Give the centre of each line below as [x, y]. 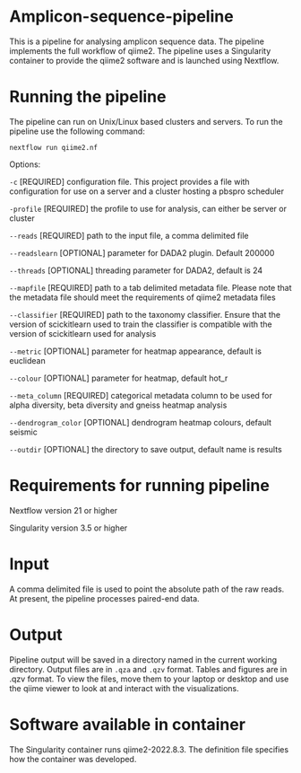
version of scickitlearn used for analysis [83, 333]
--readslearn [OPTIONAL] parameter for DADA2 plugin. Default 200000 [142, 252]
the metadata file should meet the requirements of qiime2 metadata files [142, 297]
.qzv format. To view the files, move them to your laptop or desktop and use [149, 679]
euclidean [28, 360]
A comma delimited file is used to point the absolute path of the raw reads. [147, 589]
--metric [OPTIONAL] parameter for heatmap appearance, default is [136, 351]
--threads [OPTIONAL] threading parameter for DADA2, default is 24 [136, 270]
